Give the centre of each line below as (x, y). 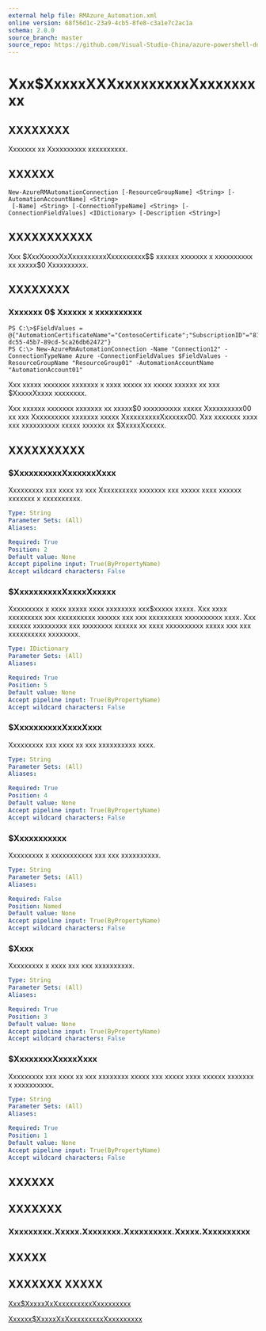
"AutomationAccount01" (46, 370)
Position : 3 (28, 1017)
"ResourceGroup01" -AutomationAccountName (143, 363)
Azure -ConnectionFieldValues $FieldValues (148, 356)
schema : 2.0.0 (32, 30)
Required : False (35, 899)
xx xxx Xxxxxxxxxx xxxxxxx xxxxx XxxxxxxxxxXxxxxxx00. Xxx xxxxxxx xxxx (133, 417)
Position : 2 (28, 550)
